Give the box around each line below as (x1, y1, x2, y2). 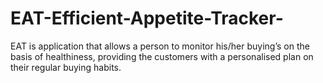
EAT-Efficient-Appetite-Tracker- (10, 7, 284, 30)
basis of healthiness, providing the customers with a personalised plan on (10, 50, 314, 62)
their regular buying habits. (10, 61, 122, 73)
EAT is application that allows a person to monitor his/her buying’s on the (10, 40, 310, 52)
